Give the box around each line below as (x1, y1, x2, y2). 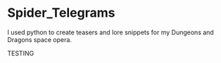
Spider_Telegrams (7, 5, 115, 21)
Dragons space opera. (7, 35, 72, 43)
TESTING (7, 49, 34, 57)
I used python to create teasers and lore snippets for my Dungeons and (7, 28, 215, 36)
